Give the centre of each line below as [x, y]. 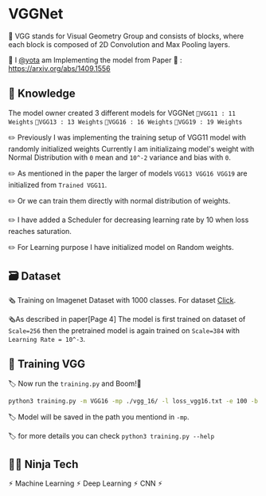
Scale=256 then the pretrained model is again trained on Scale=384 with [124, 330]
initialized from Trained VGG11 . [58, 185]
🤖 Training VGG [47, 364]
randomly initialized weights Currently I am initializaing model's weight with [131, 149]
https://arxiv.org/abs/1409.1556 [59, 68]
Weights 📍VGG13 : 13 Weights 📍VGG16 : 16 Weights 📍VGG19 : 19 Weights [125, 122]
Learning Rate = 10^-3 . [47, 339]
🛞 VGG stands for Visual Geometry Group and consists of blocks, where [126, 36]
